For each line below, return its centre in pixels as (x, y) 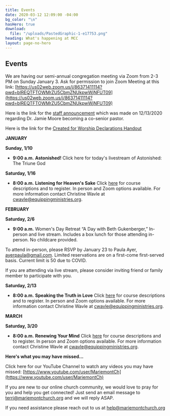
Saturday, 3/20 (22, 326)
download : (16, 29)
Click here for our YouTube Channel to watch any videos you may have (79, 366)
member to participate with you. (39, 275)
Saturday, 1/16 (21, 173)
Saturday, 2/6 (20, 219)
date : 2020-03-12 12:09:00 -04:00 (42, 15)
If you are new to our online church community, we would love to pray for (82, 387)
